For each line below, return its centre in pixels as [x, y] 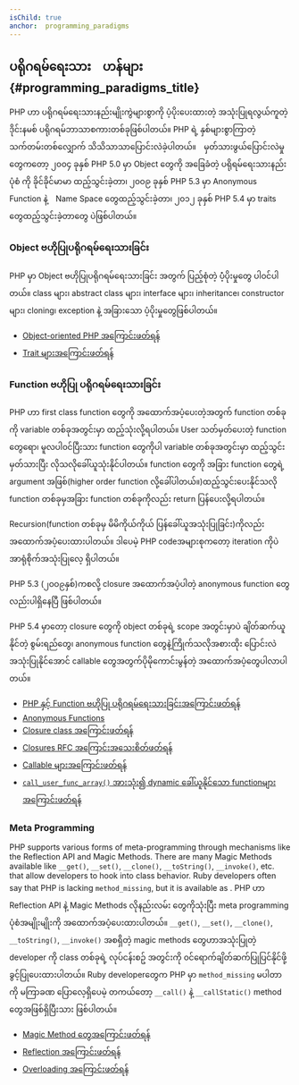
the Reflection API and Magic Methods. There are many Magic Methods [141, 857]
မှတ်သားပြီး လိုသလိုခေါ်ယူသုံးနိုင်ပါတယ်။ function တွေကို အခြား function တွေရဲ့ [147, 464]
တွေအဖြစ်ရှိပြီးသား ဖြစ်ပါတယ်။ [63, 1009]
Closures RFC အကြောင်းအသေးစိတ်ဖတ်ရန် [97, 747]
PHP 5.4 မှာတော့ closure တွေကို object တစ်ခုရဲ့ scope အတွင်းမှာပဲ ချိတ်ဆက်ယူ [147, 626]
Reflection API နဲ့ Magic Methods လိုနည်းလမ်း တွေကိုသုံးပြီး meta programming [149, 905]
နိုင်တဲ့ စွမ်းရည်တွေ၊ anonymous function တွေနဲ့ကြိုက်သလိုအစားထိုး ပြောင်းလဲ [143, 643]
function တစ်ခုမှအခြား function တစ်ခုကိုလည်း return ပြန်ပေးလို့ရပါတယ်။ [137, 498]
